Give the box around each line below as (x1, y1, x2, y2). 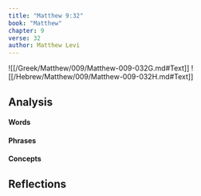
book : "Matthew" (8, 19, 62, 27)
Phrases (8, 135, 37, 145)
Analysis (8, 95, 53, 109)
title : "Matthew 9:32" (8, 11, 84, 20)
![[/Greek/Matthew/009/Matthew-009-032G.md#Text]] (8, 63, 190, 73)
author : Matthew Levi (8, 42, 81, 50)
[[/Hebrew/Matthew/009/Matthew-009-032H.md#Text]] (8, 72, 194, 82)
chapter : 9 (8, 26, 45, 34)
